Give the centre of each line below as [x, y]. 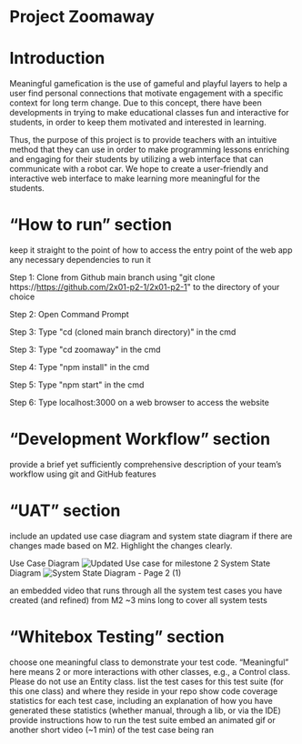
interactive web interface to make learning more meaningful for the [135, 178]
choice [22, 297]
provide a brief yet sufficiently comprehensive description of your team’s [146, 464]
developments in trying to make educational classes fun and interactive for [149, 113]
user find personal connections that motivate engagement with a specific [146, 94]
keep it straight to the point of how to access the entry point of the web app [151, 250]
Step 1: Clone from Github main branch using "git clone [112, 277]
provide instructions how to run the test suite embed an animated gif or [142, 719]
